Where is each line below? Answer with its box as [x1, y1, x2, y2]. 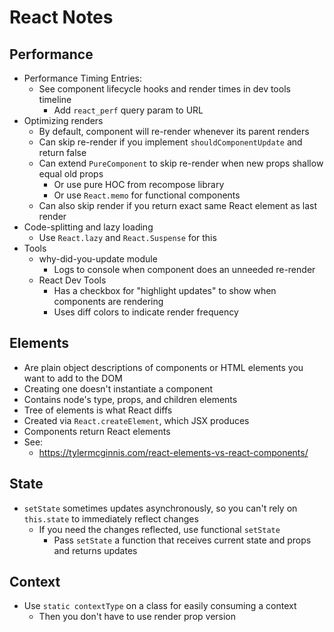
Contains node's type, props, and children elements [23, 393, 238, 405]
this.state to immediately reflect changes [23, 512, 199, 525]
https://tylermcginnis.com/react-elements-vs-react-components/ [38, 446, 309, 458]
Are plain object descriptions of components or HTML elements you [23, 361, 304, 373]
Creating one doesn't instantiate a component [23, 382, 214, 395]
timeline [38, 94, 72, 105]
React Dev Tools [38, 274, 107, 286]
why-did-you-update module [38, 253, 158, 265]
